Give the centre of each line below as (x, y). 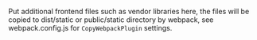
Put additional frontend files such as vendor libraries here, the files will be (129, 11)
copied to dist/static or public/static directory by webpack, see (111, 20)
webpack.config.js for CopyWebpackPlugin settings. (90, 28)
